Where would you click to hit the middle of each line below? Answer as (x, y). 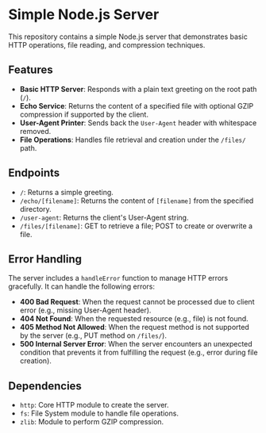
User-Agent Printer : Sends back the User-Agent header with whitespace (138, 123)
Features (31, 70)
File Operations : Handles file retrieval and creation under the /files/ (133, 140)
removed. (35, 131)
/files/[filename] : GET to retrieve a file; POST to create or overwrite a (136, 226)
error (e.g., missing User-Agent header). (85, 310)
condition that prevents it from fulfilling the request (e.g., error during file (139, 353)
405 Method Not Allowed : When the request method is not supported (135, 328)
